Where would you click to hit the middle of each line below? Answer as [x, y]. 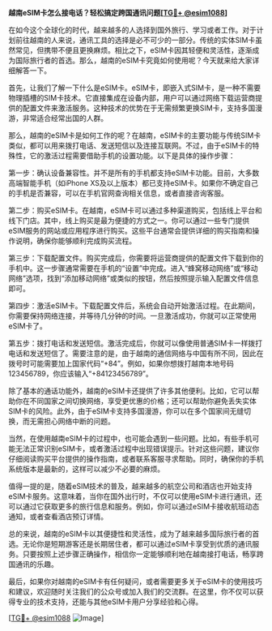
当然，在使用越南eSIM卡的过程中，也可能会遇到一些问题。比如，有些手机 [130, 438]
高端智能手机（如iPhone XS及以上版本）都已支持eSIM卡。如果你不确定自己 [134, 183]
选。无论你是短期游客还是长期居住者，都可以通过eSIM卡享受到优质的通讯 [130, 544]
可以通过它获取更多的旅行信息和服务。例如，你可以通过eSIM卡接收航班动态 [134, 507]
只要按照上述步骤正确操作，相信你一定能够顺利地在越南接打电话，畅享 [139, 554]
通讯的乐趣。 [36, 564]
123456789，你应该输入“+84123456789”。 [81, 373]
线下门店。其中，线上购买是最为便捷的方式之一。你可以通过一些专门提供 [129, 221]
